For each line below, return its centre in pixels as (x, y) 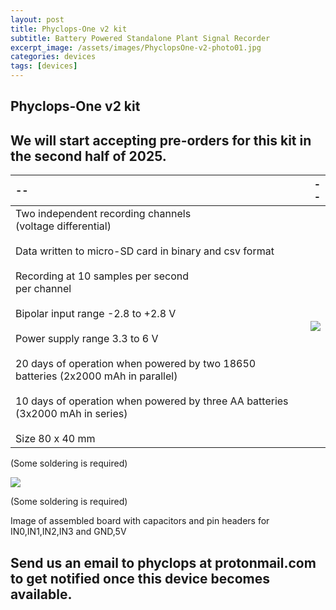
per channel (43, 289)
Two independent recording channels (103, 214)
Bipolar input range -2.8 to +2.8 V (96, 314)
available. (41, 594)
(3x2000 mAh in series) (71, 414)
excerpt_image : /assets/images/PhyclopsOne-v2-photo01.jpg (136, 47)
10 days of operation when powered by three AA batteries (152, 401)
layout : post (37, 19)
